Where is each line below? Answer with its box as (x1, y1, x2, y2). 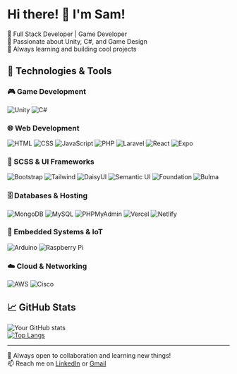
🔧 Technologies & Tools (7, 65, 112, 77)
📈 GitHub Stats (7, 301, 76, 313)
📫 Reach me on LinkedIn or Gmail (7, 359, 107, 368)
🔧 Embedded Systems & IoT (7, 227, 104, 237)
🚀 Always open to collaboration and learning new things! (7, 351, 171, 359)
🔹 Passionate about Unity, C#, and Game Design (7, 37, 148, 45)
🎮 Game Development (7, 87, 87, 97)
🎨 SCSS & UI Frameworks (7, 157, 95, 167)
